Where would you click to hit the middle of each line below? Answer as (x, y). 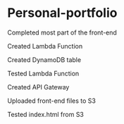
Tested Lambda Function (43, 73)
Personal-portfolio (62, 13)
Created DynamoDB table (44, 60)
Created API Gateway (38, 87)
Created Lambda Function (45, 46)
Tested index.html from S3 (46, 114)
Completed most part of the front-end (62, 32)
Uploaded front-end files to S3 (52, 101)
